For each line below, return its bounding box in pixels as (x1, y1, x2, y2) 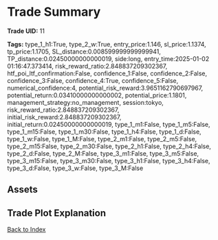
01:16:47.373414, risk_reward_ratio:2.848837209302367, (7, 62, 168, 70)
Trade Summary (7, 4, 101, 20)
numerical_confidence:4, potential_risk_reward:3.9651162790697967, (7, 84, 204, 92)
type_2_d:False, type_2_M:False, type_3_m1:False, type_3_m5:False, (7, 149, 199, 158)
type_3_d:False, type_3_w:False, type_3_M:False (7, 164, 144, 172)
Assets (7, 184, 38, 195)
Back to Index (7, 226, 46, 234)
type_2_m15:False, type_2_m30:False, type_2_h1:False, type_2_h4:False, (7, 142, 212, 150)
